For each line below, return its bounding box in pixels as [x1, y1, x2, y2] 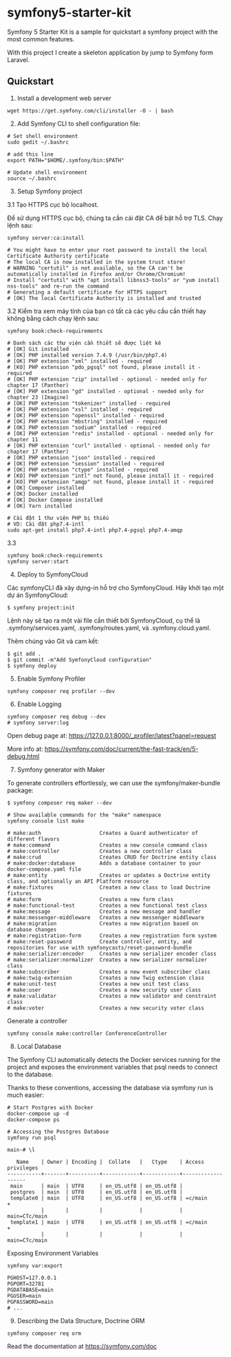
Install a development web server [16, 94, 111, 102]
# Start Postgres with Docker [7, 1104, 94, 1111]
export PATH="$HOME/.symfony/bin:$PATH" [7, 157, 125, 163]
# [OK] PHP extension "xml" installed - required [7, 357, 153, 365]
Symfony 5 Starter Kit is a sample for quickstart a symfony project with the [7, 28, 219, 36]
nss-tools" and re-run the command [7, 283, 109, 290]
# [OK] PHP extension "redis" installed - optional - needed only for [7, 430, 214, 437]
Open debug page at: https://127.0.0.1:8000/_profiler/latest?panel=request [7, 731, 217, 739]
